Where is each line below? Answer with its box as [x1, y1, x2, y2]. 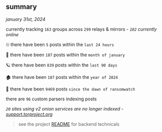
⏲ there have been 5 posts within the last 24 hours [6, 41, 114, 48]
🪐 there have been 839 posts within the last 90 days [6, 62, 118, 68]
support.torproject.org [6, 111, 53, 117]
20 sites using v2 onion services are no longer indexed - [6, 105, 124, 112]
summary [6, 3, 37, 11]
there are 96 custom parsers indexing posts [6, 96, 97, 102]
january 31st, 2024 [6, 16, 45, 22]
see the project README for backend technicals [18, 121, 120, 127]
